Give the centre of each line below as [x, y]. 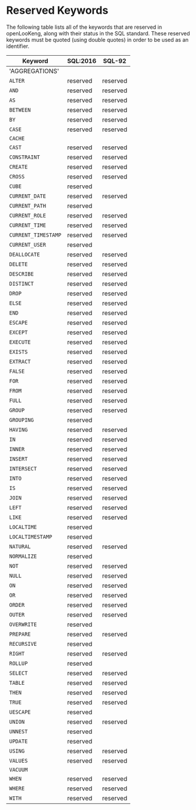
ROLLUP [19, 663]
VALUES [19, 761]
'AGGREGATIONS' [34, 71]
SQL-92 [115, 61]
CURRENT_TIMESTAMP [35, 235]
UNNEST [19, 731]
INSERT [19, 459]
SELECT [19, 673]
